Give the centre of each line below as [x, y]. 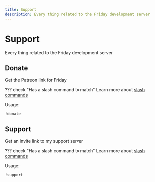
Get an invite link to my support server [44, 141]
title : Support [21, 10]
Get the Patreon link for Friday [36, 80]
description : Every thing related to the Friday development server [77, 14]
